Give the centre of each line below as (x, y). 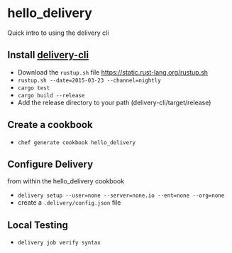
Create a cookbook (50, 125)
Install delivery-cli (48, 55)
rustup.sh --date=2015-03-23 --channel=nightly (89, 80)
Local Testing (38, 225)
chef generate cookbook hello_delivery (77, 142)
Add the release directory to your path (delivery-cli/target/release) (114, 102)
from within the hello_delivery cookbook (66, 181)
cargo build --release (51, 95)
